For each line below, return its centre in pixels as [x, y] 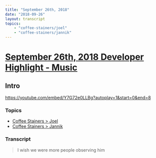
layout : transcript [25, 19]
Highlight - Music [41, 68]
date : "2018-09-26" [25, 14]
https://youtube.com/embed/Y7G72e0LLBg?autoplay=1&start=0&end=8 [78, 98]
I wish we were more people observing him [61, 150]
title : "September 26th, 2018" [37, 10]
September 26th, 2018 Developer [75, 57]
